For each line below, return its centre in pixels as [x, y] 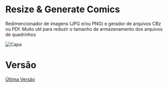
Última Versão [20, 79]
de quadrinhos [21, 34]
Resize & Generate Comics [63, 9]
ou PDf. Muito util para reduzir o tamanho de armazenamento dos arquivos [84, 29]
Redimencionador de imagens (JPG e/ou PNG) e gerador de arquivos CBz [83, 24]
